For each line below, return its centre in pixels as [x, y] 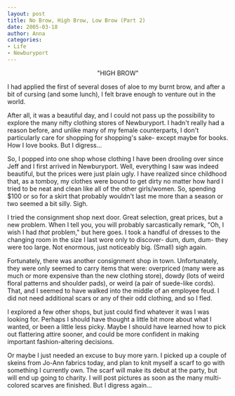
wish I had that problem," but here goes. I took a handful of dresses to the [114, 232]
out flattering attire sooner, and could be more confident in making [103, 334]
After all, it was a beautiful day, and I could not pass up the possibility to [111, 115]
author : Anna [26, 33]
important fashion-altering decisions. [61, 341]
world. [16, 101]
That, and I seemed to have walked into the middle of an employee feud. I [113, 290]
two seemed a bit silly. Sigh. [48, 203]
